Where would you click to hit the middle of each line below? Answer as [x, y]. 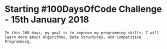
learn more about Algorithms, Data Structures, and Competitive [73, 37]
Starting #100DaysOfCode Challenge [83, 9]
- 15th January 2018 [47, 20]
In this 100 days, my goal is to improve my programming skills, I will [82, 33]
